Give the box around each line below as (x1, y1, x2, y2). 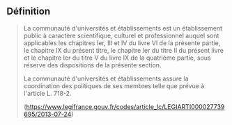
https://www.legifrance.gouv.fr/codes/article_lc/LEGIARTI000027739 (26, 102, 225, 110)
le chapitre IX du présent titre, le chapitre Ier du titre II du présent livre (23, 46, 224, 54)
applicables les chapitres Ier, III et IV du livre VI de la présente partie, (23, 38, 221, 47)
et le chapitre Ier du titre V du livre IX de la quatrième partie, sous (23, 53, 211, 62)
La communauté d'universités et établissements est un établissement (23, 24, 223, 32)
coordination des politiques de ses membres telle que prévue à (23, 81, 205, 90)
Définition (6, 6, 50, 17)
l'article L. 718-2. (23, 89, 72, 97)
